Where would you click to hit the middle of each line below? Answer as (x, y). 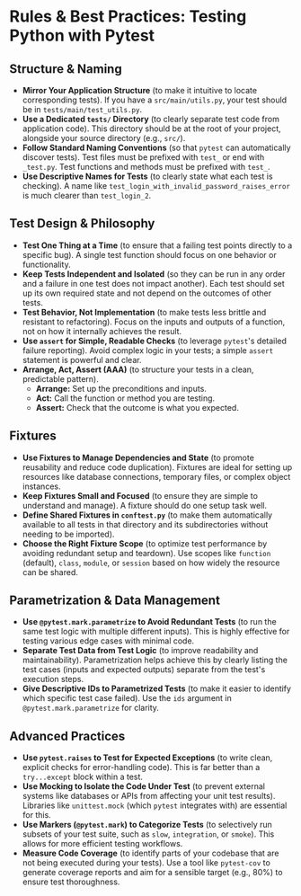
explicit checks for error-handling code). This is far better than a (141, 767)
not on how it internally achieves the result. (102, 331)
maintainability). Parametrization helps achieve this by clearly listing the (155, 660)
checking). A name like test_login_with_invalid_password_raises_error (156, 186)
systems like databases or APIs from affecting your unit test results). (149, 796)
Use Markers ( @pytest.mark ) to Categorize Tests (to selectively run (147, 825)
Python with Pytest (82, 35)
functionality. (46, 264)
